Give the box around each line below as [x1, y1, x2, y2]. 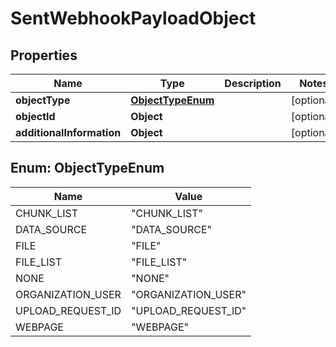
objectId [15, 110, 56, 123]
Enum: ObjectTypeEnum [10, 160, 165, 177]
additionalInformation [15, 126, 122, 139]
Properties [10, 47, 78, 64]
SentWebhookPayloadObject [10, 7, 257, 30]
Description [224, 77, 282, 90]
